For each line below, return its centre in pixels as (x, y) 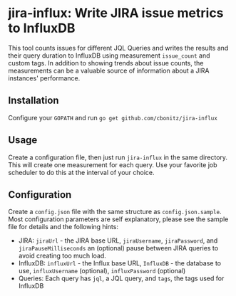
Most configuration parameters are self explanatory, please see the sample (118, 219)
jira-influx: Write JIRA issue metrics (116, 13)
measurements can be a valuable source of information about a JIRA (109, 70)
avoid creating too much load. (62, 256)
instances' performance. (44, 78)
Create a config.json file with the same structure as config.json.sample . (115, 212)
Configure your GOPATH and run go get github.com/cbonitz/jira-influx (113, 117)
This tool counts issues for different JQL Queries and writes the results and (118, 48)
